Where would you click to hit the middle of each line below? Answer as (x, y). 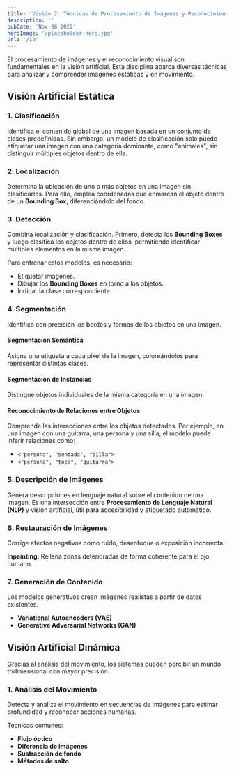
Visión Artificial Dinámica (64, 647)
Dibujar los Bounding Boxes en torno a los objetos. (91, 283)
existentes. (23, 605)
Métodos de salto (43, 761)
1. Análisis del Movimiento (52, 689)
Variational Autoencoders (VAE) (65, 618)
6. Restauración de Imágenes (57, 528)
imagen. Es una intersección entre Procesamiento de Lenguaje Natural (110, 502)
